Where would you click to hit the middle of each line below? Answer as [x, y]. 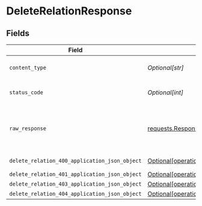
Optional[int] [165, 92]
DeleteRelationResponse [69, 11]
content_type [28, 68]
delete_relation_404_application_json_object [75, 194]
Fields [18, 33]
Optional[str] [166, 68]
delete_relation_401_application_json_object [75, 174]
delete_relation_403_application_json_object [75, 184]
